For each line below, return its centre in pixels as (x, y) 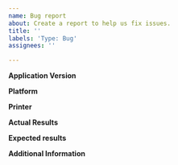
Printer (20, 107)
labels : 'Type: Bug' (43, 38)
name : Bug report (37, 16)
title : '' (25, 31)
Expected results (37, 138)
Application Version (42, 76)
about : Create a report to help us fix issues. (90, 23)
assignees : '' (32, 46)
